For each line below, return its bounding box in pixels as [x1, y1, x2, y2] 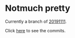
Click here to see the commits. [5, 28, 66, 33]
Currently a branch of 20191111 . [5, 19, 67, 24]
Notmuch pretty [5, 3, 71, 14]
